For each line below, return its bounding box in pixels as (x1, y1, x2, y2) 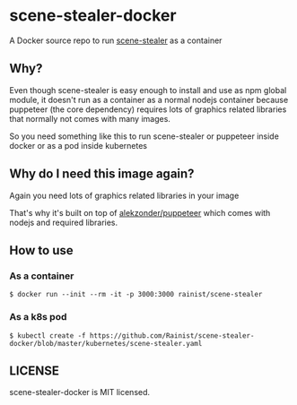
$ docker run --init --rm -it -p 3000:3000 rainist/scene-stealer (9, 290, 263, 299)
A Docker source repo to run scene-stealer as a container (9, 35, 223, 46)
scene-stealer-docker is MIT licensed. (9, 387, 151, 398)
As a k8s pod (9, 311, 67, 323)
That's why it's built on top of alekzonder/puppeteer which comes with (9, 207, 271, 218)
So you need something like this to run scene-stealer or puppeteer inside (9, 131, 280, 142)
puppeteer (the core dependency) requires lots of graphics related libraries (9, 104, 287, 115)
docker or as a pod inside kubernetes (9, 140, 148, 151)
